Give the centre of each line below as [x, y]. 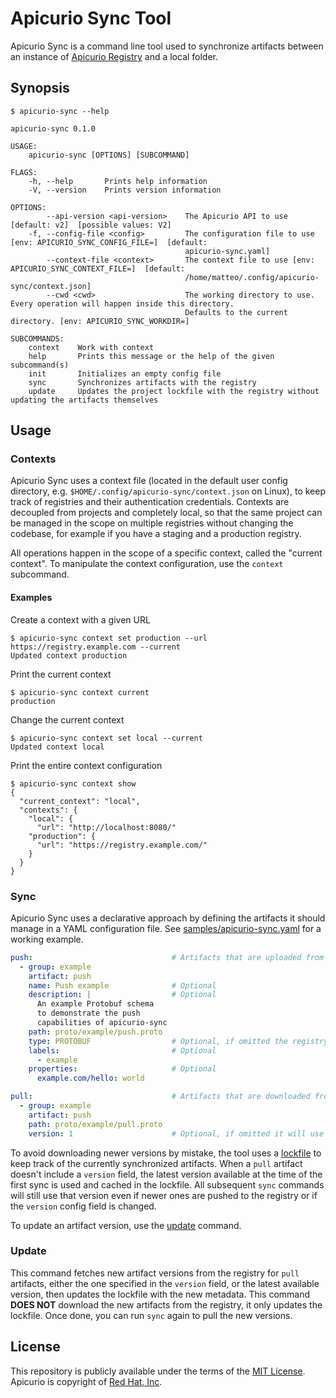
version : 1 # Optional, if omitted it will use [176, 1133]
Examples [31, 598]
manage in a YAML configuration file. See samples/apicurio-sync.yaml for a [166, 928]
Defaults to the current [236, 312]
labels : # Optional [122, 1050]
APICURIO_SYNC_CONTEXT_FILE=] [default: [98, 268]
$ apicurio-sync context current [80, 692]
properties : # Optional [122, 1069]
